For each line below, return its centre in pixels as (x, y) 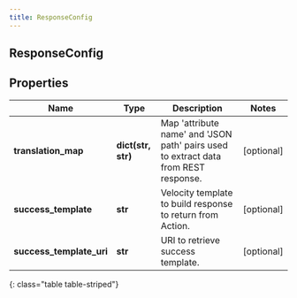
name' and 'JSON (196, 134)
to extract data (191, 156)
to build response (197, 203)
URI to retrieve (190, 240)
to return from (190, 215)
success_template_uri (61, 251)
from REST (183, 167)
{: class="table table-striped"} (64, 284)
